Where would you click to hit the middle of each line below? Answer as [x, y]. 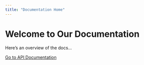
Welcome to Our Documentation [72, 34]
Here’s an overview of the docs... [39, 48]
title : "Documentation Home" [35, 10]
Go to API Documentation [31, 57]
